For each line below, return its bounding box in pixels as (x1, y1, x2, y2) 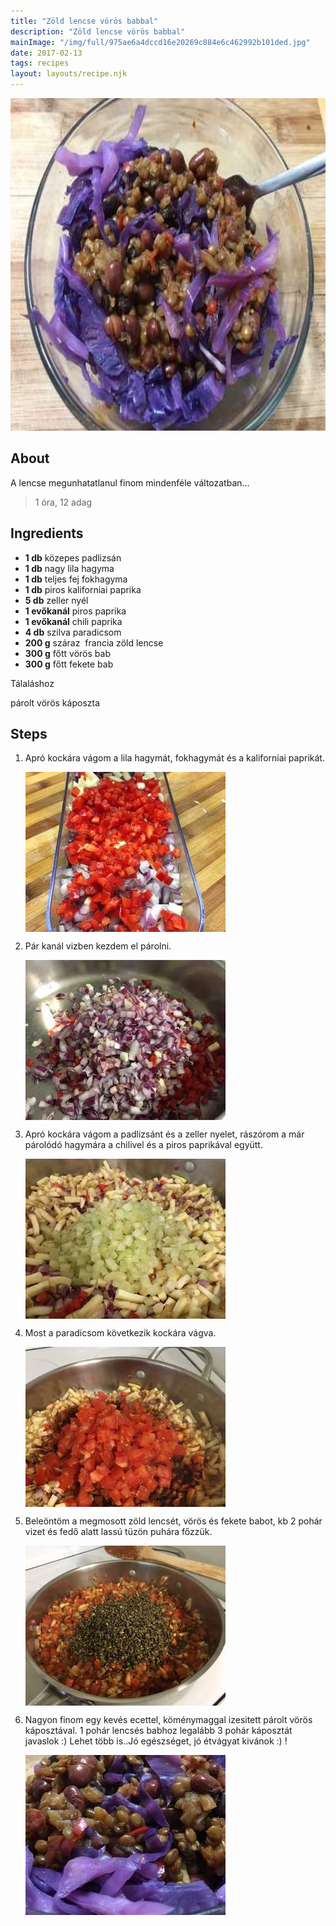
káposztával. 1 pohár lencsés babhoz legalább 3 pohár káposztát (24, 1725, 293, 1737)
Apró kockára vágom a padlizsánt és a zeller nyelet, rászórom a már (24, 1128, 305, 1140)
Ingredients (10, 525, 84, 542)
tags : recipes (10, 58, 70, 69)
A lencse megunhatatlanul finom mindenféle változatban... (10, 476, 250, 489)
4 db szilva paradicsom (24, 626, 122, 638)
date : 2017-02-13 (10, 48, 83, 58)
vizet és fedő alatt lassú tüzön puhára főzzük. (24, 1526, 213, 1538)
